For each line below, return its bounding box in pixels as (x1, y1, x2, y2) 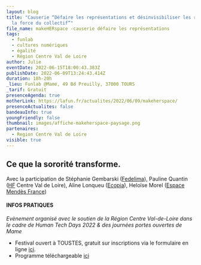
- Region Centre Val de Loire (11, 131, 87, 138)
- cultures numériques (11, 43, 68, 49)
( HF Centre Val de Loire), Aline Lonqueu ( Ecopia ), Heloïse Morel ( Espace (6, 181, 185, 189)
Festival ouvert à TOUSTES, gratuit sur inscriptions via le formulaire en (14, 239, 189, 246)
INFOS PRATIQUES (6, 201, 54, 209)
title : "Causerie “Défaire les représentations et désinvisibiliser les (6, 14, 191, 20)
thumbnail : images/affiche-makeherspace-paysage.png (6, 121, 141, 127)
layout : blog (6, 8, 39, 15)
